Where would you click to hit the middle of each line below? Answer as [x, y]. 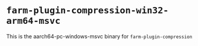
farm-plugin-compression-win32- [88, 10]
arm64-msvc [34, 21]
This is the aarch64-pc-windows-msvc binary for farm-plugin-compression [99, 36]
